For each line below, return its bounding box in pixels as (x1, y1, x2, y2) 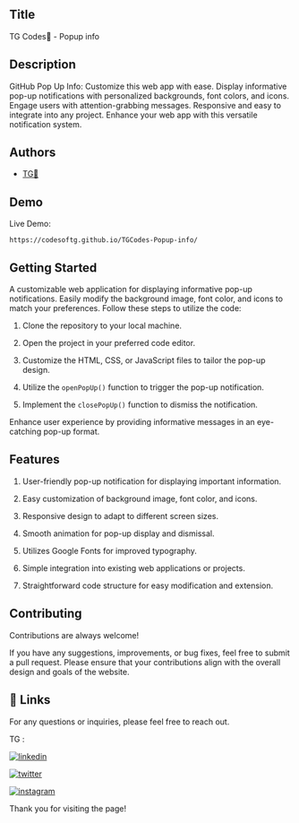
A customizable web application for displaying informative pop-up (9, 284, 252, 295)
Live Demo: (9, 219, 51, 230)
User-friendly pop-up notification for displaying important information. (21, 475, 282, 487)
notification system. (9, 118, 82, 129)
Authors (9, 145, 56, 160)
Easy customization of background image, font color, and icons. (21, 493, 258, 504)
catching (9, 426, 42, 437)
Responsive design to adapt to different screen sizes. (21, 510, 219, 521)
